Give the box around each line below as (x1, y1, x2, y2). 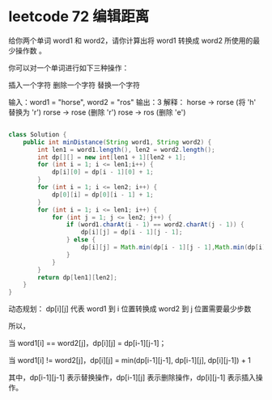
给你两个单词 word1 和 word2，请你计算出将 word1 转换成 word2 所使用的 (8, 36, 253, 45)
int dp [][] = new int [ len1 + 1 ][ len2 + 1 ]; (37, 153, 186, 162)
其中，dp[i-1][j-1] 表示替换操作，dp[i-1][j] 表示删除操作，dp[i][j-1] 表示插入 (8, 373, 257, 382)
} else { (66, 236, 96, 244)
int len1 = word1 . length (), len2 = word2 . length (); (37, 145, 216, 154)
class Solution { (8, 130, 67, 138)
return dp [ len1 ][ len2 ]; (37, 273, 117, 281)
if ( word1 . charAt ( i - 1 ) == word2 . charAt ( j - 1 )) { (66, 221, 244, 229)
